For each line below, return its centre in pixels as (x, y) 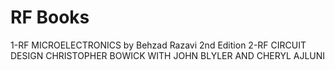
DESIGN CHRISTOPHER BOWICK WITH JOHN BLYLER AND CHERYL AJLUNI (168, 55)
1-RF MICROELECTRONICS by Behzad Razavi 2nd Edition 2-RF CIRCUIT (158, 45)
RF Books (50, 17)
